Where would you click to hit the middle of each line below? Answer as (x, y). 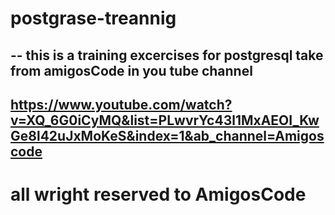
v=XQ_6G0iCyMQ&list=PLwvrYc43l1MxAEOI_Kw (165, 120)
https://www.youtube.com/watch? (121, 104)
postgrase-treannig (93, 18)
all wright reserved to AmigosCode (158, 194)
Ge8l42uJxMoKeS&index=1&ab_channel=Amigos (167, 135)
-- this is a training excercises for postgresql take (167, 55)
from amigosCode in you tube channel (131, 70)
